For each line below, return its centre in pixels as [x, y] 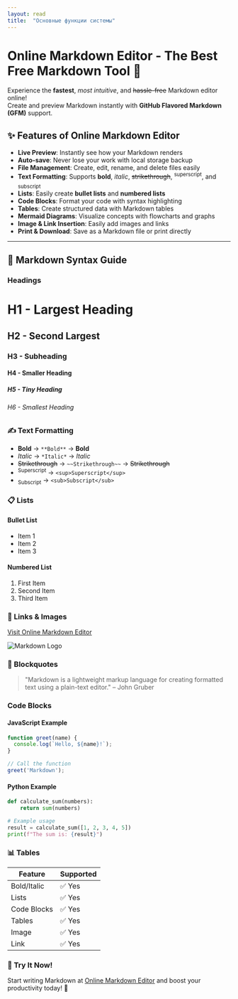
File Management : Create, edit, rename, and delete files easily [109, 168]
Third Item [33, 598]
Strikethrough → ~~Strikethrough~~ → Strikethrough [93, 464]
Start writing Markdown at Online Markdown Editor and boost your [104, 981]
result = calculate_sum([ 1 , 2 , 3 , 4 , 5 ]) [69, 828]
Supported [78, 874]
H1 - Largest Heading [70, 310]
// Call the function [39, 764]
